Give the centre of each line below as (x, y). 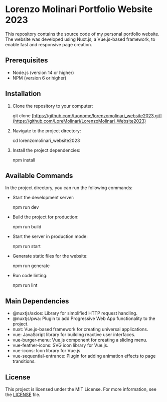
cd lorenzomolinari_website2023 (46, 140)
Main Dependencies (37, 301)
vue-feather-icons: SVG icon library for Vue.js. (60, 345)
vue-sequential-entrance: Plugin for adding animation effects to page (84, 356)
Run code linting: (30, 276)
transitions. (24, 361)
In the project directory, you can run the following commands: (69, 188)
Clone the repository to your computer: (53, 106)
